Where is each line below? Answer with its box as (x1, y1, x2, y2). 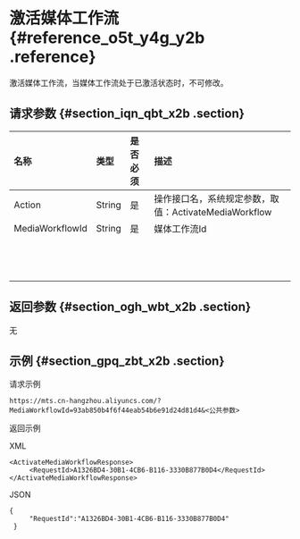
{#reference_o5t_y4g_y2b (9, 28, 205, 48)
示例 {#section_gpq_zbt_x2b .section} (9, 353, 225, 368)
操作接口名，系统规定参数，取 (154, 192, 279, 205)
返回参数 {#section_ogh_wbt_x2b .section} (9, 299, 252, 315)
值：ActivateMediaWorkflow (154, 206, 272, 218)
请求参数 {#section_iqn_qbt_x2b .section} (9, 106, 246, 122)
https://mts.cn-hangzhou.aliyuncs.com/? (9, 397, 162, 406)
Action (13, 198, 42, 211)
